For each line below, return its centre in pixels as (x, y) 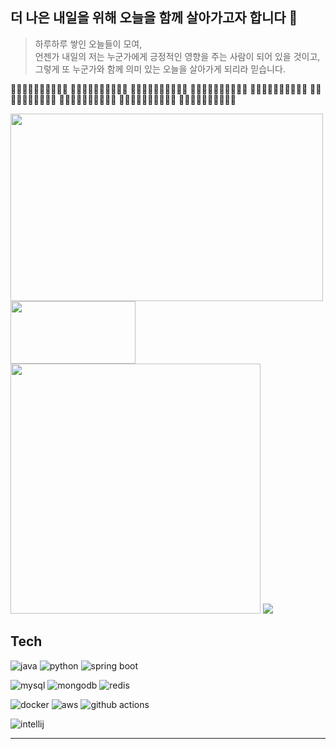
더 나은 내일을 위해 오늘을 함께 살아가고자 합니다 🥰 (154, 18)
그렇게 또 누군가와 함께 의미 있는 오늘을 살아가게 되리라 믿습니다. (160, 69)
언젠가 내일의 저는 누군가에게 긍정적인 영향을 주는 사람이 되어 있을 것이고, (177, 56)
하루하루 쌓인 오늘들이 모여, (88, 44)
